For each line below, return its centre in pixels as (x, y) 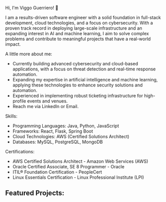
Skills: (11, 116)
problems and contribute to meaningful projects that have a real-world (78, 39)
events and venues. (47, 101)
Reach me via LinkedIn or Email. (46, 106)
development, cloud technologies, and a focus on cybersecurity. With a (79, 23)
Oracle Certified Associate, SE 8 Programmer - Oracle (68, 167)
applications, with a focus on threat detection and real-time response (84, 69)
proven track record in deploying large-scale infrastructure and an (74, 28)
